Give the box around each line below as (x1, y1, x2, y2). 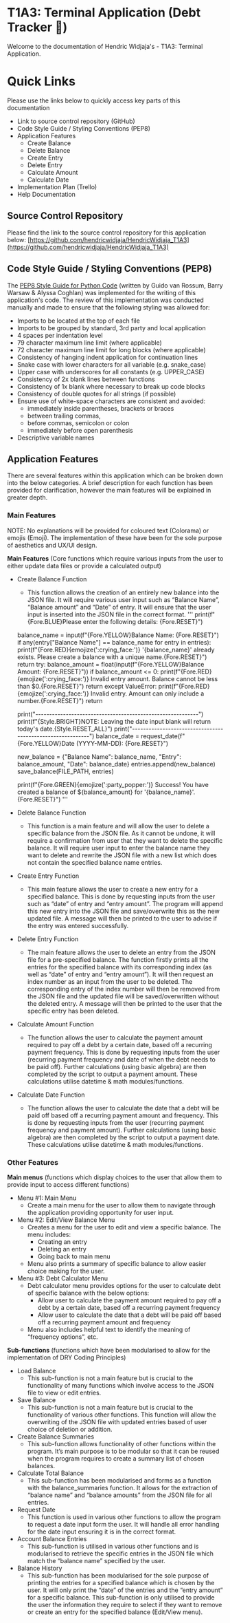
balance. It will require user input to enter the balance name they (27, 843, 210, 852)
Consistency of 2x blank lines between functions (16, 375, 156, 383)
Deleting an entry (37, 1245, 87, 1253)
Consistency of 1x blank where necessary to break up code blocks (16, 382, 205, 390)
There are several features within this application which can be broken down (7, 471, 224, 480)
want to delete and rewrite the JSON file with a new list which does (27, 851, 218, 859)
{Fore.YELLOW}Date (16, 739, 76, 747)
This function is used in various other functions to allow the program (27, 1512, 221, 1521)
